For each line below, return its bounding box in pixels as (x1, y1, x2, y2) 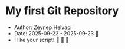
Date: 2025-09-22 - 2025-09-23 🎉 (14, 30, 99, 37)
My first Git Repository (5, 4, 119, 18)
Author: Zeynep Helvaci (14, 24, 72, 31)
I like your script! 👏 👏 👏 (14, 36, 69, 43)
